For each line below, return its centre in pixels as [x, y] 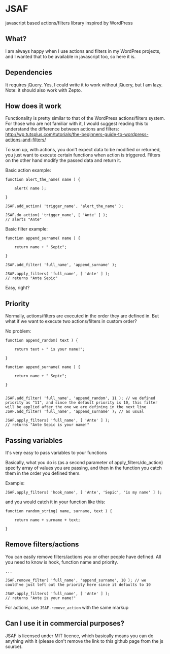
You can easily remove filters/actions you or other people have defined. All [83, 557]
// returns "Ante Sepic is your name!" [47, 425]
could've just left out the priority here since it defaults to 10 [78, 584]
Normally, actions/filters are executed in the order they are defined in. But [82, 316]
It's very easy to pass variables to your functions [56, 453]
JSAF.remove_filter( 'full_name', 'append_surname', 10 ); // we [76, 580]
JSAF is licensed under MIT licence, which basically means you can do [79, 636]
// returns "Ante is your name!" [41, 598]
